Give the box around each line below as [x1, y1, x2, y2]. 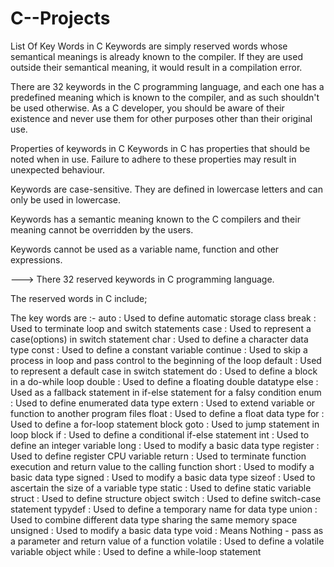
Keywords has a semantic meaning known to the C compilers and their [10, 213, 301, 225]
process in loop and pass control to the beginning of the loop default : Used [10, 354, 322, 366]
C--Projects [10, 7, 111, 30]
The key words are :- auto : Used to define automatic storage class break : [10, 312, 317, 324]
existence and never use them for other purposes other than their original [10, 112, 313, 124]
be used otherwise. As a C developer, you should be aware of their [10, 102, 285, 114]
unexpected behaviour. [10, 163, 105, 176]
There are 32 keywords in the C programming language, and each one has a [10, 80, 325, 92]
